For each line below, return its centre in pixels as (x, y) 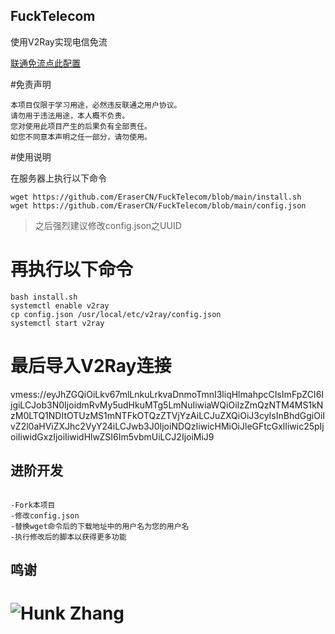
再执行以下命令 (72, 270)
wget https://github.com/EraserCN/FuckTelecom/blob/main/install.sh (156, 197)
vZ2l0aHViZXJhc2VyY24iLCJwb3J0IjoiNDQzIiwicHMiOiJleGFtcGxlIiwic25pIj (167, 426)
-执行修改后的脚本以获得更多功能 (68, 537)
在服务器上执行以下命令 (58, 178)
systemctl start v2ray (57, 323)
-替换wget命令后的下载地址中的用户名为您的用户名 (100, 526)
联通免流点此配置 (45, 63)
